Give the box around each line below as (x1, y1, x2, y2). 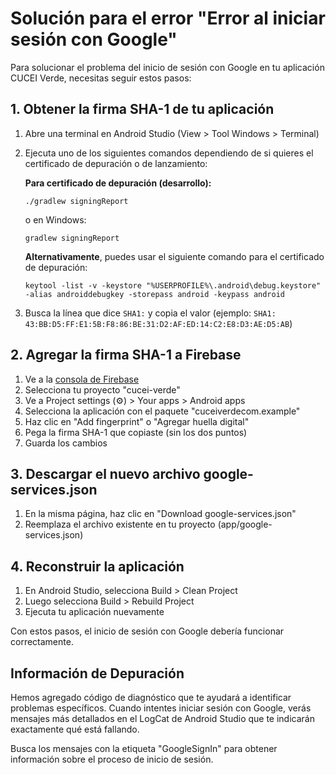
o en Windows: (24, 213, 87, 226)
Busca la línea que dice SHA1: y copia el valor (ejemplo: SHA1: (24, 307, 277, 319)
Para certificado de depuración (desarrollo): (24, 177, 212, 189)
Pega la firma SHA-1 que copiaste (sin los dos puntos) (24, 426, 248, 438)
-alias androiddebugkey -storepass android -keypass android (24, 289, 286, 299)
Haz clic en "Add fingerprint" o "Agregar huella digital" (24, 415, 250, 427)
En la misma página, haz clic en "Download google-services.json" (24, 508, 297, 520)
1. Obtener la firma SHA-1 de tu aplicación (10, 101, 275, 118)
